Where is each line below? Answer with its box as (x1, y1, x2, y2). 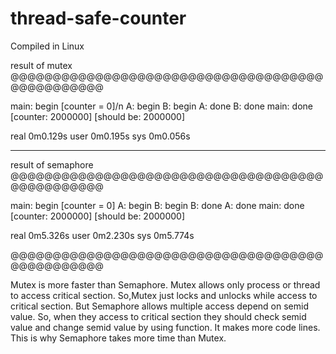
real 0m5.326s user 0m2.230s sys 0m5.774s (10, 229, 195, 241)
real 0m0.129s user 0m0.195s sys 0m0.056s (10, 130, 191, 142)
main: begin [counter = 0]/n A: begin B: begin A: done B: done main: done (10, 100, 313, 112)
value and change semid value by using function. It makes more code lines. (10, 321, 321, 333)
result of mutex (10, 59, 73, 71)
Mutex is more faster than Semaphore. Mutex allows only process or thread (10, 278, 321, 291)
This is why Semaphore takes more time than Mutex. (10, 332, 227, 344)
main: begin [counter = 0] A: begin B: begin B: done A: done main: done (10, 199, 305, 211)
